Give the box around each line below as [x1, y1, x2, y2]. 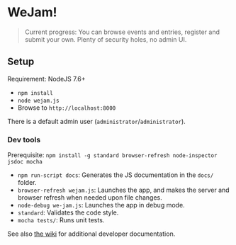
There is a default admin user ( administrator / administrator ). [7, 117, 186, 125]
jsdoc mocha [7, 159, 43, 166]
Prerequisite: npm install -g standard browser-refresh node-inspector [7, 151, 218, 159]
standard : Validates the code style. [17, 208, 119, 217]
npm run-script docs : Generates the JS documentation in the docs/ [17, 171, 214, 179]
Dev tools [7, 135, 41, 144]
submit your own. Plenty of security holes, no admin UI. [24, 35, 187, 43]
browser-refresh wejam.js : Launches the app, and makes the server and [17, 186, 230, 195]
